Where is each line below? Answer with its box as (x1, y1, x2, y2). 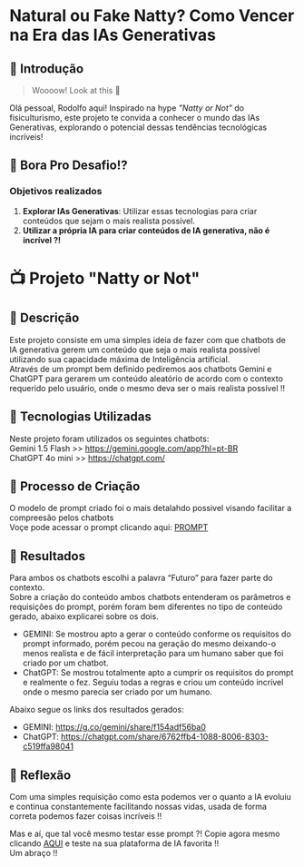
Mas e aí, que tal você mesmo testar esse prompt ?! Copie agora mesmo (9, 828, 280, 839)
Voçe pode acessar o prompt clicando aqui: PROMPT (9, 522, 209, 533)
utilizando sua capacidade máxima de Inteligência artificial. (9, 353, 230, 364)
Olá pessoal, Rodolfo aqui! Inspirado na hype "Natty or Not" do (9, 103, 245, 113)
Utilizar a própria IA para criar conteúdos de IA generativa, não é (22, 224, 270, 236)
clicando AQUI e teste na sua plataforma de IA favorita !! (9, 837, 220, 849)
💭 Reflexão (9, 767, 72, 783)
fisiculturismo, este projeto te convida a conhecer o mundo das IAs (9, 113, 260, 123)
